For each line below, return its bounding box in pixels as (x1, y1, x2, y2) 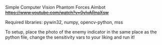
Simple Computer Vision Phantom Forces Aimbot (5, 4, 106, 10)
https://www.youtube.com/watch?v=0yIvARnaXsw (5, 9, 109, 15)
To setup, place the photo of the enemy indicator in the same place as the (5, 29, 157, 34)
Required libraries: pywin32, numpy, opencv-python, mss (5, 19, 123, 25)
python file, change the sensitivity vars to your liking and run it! (5, 34, 135, 40)
